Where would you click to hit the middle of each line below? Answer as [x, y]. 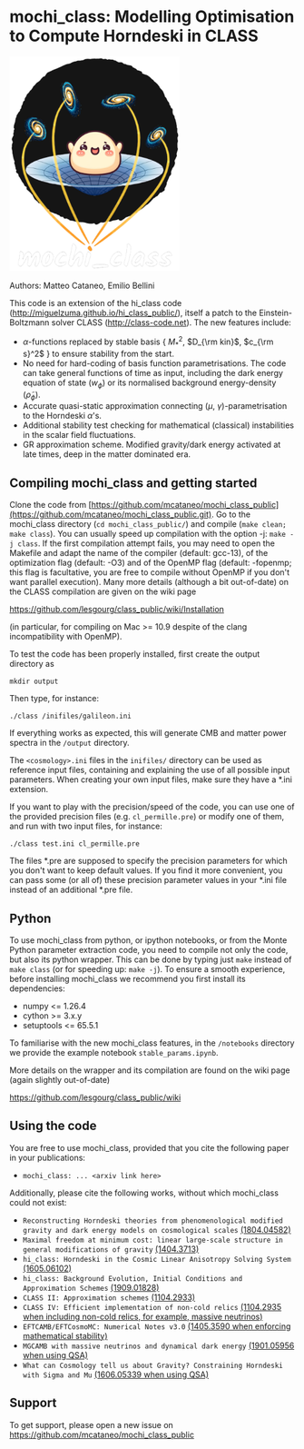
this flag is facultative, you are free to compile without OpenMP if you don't [150, 572]
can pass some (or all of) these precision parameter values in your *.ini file [148, 880]
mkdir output [34, 682]
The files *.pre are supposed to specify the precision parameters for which [148, 861]
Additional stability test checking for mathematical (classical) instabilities [158, 425]
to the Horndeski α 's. [62, 416]
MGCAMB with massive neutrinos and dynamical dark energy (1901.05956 [158, 1345]
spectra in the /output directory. [69, 743]
